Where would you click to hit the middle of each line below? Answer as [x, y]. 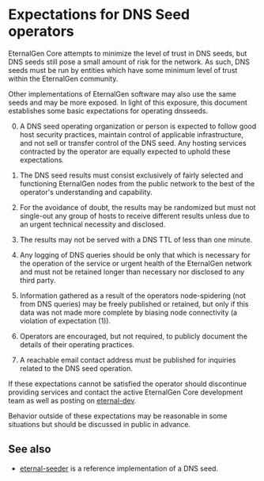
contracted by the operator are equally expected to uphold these [125, 151]
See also [30, 449]
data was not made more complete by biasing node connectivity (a [128, 312]
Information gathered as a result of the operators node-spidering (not [133, 296]
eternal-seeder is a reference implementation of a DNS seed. [119, 468]
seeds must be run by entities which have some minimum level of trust [123, 70]
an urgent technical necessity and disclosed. [92, 224]
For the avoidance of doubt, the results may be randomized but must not [138, 207]
